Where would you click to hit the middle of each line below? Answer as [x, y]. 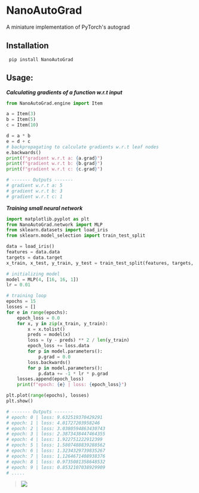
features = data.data [33, 252]
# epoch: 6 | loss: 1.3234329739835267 [56, 451]
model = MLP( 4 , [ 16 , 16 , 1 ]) [42, 279]
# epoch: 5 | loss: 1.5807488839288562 [56, 445]
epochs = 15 [21, 301]
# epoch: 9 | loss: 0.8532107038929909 [56, 467]
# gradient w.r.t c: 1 [34, 197]
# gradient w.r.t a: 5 [34, 186]
